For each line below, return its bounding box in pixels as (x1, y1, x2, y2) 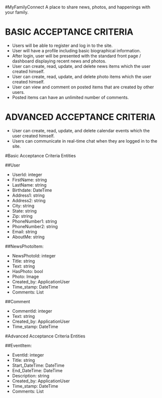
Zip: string (12, 213, 33, 219)
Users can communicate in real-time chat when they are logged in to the (12, 138, 158, 144)
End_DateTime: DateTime (12, 367, 63, 373)
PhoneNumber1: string (12, 218, 57, 224)
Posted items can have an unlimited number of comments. (12, 94, 129, 100)
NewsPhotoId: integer (12, 252, 56, 258)
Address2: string (12, 197, 46, 203)
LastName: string (12, 182, 47, 188)
